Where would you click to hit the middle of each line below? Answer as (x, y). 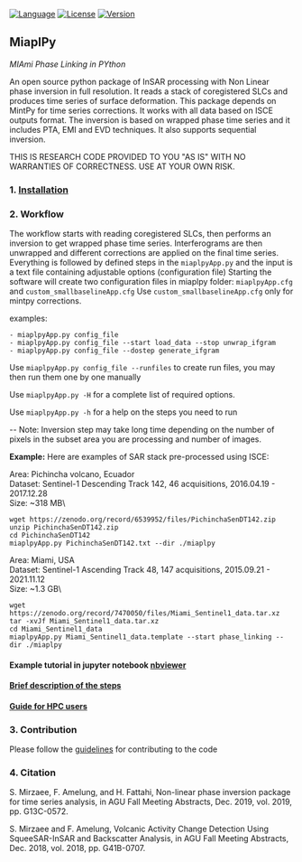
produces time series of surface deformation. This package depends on (143, 100)
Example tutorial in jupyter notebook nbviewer (98, 665)
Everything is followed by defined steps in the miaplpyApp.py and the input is (151, 263)
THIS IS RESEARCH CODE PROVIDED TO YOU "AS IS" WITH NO (128, 156)
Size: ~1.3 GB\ (35, 589)
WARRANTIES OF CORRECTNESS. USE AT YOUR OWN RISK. (122, 166)
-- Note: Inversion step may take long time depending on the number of (142, 430)
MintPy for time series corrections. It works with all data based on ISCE (141, 110)
